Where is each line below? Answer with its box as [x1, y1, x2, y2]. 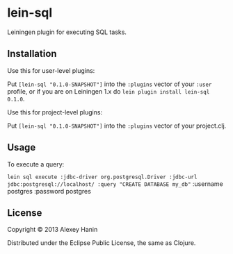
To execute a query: [7, 160, 65, 168]
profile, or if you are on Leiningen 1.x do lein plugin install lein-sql [7, 87, 210, 95]
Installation [7, 48, 57, 60]
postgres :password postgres [7, 187, 92, 195]
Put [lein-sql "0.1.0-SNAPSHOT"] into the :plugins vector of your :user [7, 80, 212, 88]
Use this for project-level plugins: [7, 108, 103, 116]
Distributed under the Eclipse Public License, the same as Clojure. [7, 239, 196, 247]
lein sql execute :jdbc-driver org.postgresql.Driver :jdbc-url [7, 173, 198, 180]
